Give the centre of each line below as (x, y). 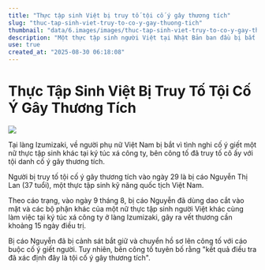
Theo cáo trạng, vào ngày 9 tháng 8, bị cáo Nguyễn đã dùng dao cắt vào (126, 200)
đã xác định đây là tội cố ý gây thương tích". (80, 257)
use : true (24, 45)
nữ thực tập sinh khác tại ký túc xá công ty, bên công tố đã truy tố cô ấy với (131, 153)
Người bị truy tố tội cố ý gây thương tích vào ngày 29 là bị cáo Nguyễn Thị (128, 176)
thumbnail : (26, 30)
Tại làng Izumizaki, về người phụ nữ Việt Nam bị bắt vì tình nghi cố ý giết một (132, 144)
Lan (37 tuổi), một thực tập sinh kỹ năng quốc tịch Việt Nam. (106, 185)
